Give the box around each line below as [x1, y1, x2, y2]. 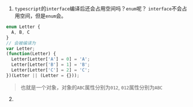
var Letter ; [6, 45, 35, 51]
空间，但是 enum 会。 [19, 12, 67, 19]
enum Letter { [6, 24, 41, 30]
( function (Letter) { [6, 51, 57, 57]
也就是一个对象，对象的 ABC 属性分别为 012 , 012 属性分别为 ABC [20, 84, 163, 91]
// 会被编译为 [6, 40, 36, 46]
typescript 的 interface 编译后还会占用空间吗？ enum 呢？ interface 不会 [14, 5, 182, 12]
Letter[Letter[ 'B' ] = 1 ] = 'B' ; [11, 62, 91, 68]
